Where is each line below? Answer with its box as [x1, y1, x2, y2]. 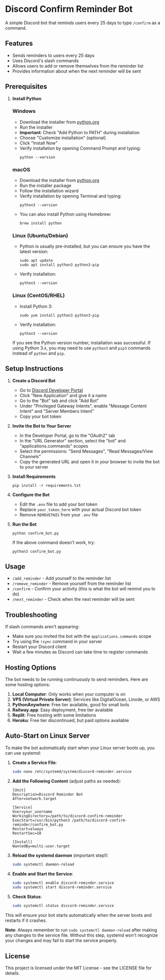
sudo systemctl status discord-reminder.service [12, 904, 114, 908]
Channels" [19, 453, 41, 459]
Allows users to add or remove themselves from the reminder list [12, 63, 144, 69]
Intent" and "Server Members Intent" [19, 408, 95, 414]
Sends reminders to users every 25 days [12, 52, 95, 58]
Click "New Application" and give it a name [19, 392, 107, 398]
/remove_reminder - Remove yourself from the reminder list [12, 581, 132, 586]
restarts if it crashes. [5, 917, 47, 923]
